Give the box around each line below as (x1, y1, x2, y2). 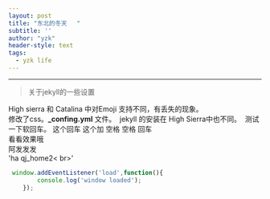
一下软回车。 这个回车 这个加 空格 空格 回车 (8, 124, 153, 133)
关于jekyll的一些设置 (27, 87, 95, 96)
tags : (8, 49, 27, 57)
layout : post (8, 11, 52, 20)
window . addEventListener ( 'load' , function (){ (11, 169, 163, 177)
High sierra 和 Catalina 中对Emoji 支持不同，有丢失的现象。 (8, 104, 203, 113)
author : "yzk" (8, 34, 56, 43)
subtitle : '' (8, 26, 52, 35)
